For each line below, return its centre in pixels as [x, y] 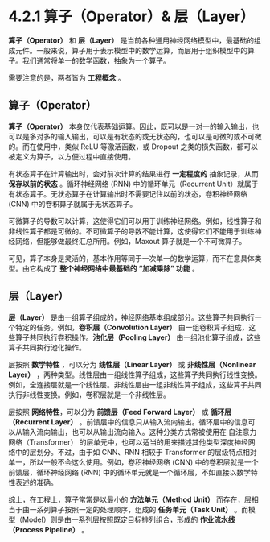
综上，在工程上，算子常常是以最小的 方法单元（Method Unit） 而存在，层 [130, 499]
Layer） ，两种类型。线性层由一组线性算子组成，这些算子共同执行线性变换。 [135, 374]
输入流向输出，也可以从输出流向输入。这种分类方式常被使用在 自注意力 [139, 432]
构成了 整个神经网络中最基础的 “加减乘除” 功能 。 [117, 268]
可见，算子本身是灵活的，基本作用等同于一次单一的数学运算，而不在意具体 [131, 258]
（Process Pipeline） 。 [49, 529]
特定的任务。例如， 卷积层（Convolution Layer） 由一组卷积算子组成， [132, 327]
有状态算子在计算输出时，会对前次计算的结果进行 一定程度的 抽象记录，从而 [133, 173]
